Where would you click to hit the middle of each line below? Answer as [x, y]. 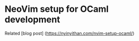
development [32, 20]
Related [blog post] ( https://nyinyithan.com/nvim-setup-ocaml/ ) [69, 33]
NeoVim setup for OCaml [57, 9]
